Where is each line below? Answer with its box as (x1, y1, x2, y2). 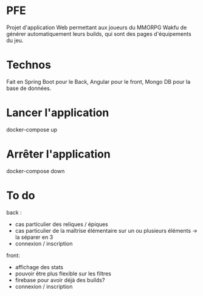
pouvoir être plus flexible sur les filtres (15, 270, 111, 277)
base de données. (6, 84, 52, 92)
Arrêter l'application (6, 147, 111, 161)
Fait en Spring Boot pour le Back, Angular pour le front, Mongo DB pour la (6, 78, 191, 85)
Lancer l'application (6, 106, 109, 120)
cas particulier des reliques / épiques (15, 220, 108, 228)
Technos (6, 58, 52, 72)
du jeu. (6, 36, 24, 44)
